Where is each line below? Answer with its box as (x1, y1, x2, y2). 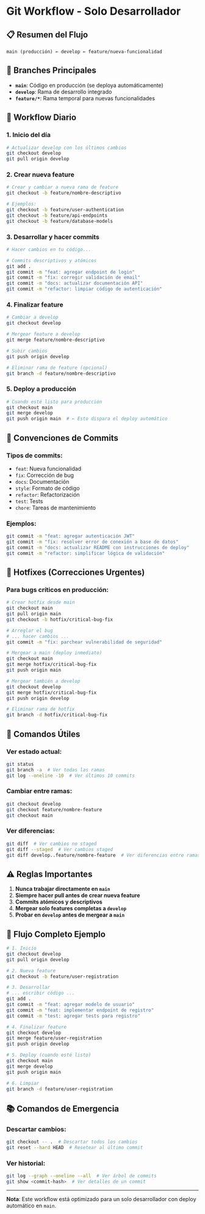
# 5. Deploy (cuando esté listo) (6, 1052, 92, 1059)
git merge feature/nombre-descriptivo (6, 337, 105, 343)
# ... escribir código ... (6, 990, 75, 996)
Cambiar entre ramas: (6, 787, 73, 795)
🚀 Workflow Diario (6, 112, 77, 123)
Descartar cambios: (6, 1125, 67, 1133)
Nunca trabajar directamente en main (15, 885, 110, 893)
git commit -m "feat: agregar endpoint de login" (6, 269, 135, 275)
